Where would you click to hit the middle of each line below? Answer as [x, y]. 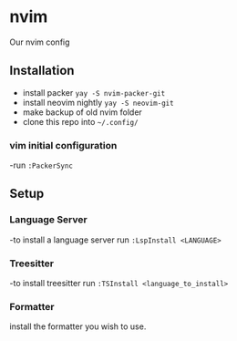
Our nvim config [40, 42]
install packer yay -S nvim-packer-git [94, 92]
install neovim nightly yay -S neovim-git [98, 102]
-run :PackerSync [41, 165]
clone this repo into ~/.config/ [80, 121]
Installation [42, 71]
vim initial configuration [63, 145]
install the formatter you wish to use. [78, 326]
